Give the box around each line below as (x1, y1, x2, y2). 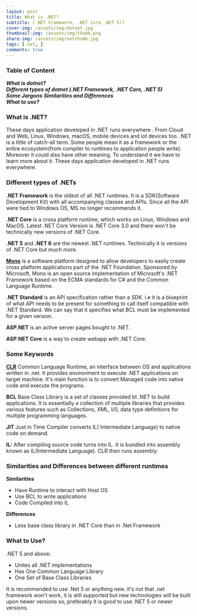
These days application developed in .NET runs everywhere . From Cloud (6, 126, 183, 133)
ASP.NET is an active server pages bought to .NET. (6, 324, 131, 331)
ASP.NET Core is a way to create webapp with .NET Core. (6, 335, 147, 342)
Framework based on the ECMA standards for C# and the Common (6, 276, 169, 283)
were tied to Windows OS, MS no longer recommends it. (6, 204, 142, 212)
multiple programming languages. (6, 412, 88, 419)
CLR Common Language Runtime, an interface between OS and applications (6, 363, 191, 370)
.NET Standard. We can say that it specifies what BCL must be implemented (6, 306, 190, 313)
